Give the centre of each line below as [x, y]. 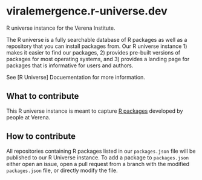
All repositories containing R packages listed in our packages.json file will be [101, 151]
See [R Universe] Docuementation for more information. [76, 77]
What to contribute [43, 96]
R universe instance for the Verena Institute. [61, 28]
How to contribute [41, 137]
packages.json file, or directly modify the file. [62, 170]
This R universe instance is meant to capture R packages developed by [95, 111]
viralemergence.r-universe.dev [87, 11]
